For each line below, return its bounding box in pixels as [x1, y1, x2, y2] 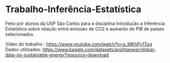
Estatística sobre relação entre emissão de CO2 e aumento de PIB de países [5, 25, 164, 31]
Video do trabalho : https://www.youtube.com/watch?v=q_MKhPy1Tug [5, 41, 152, 47]
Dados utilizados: [5, 46, 42, 52]
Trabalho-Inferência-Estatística [5, 4, 142, 15]
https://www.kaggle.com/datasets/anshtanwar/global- [42, 46, 156, 52]
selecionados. [5, 31, 35, 37]
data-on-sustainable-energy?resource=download [5, 52, 109, 58]
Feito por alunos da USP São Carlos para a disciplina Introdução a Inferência [5, 20, 165, 26]
